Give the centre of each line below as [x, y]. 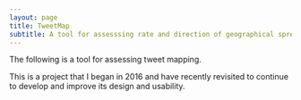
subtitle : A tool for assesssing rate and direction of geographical [142, 34]
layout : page [34, 17]
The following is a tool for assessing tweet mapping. [105, 60]
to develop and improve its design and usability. [97, 87]
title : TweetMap [39, 26]
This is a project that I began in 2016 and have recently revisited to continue [149, 77]
